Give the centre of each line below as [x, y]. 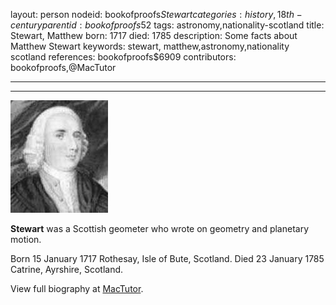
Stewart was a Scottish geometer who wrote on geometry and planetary [160, 228]
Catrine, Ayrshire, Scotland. [67, 269]
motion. [26, 239]
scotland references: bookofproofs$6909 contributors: [123, 57]
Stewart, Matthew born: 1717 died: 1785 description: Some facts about [154, 35]
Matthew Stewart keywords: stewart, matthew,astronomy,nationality [150, 46]
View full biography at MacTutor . [77, 288]
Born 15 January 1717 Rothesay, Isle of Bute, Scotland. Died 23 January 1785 [167, 258]
